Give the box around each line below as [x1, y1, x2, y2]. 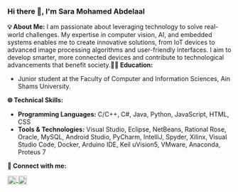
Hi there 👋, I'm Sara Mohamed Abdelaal [7, 6, 146, 16]
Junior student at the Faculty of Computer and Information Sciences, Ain [17, 75, 231, 83]
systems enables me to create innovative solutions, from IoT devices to [7, 38, 215, 47]
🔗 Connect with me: [7, 161, 67, 170]
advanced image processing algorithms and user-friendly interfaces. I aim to [7, 46, 232, 54]
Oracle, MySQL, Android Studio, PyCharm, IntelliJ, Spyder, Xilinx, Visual [17, 133, 227, 142]
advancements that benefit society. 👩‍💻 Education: [7, 60, 153, 70]
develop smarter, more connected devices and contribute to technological [7, 53, 225, 62]
